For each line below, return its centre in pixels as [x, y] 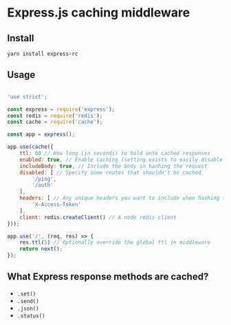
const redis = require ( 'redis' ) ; [55, 116]
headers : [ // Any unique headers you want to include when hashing [120, 198]
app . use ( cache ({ [30, 147]
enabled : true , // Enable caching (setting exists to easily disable [121, 160]
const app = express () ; [41, 135]
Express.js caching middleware [99, 13]
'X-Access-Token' [56, 205]
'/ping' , [44, 179]
